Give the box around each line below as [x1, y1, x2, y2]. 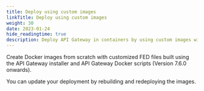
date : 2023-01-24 [6, 25, 50, 32]
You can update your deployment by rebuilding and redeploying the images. [6, 78, 196, 85]
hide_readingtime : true [6, 31, 67, 37]
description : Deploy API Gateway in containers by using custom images [6, 37, 191, 43]
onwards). [6, 66, 32, 73]
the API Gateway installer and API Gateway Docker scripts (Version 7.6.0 [6, 60, 187, 67]
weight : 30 [6, 20, 34, 26]
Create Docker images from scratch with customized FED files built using [6, 54, 189, 60]
